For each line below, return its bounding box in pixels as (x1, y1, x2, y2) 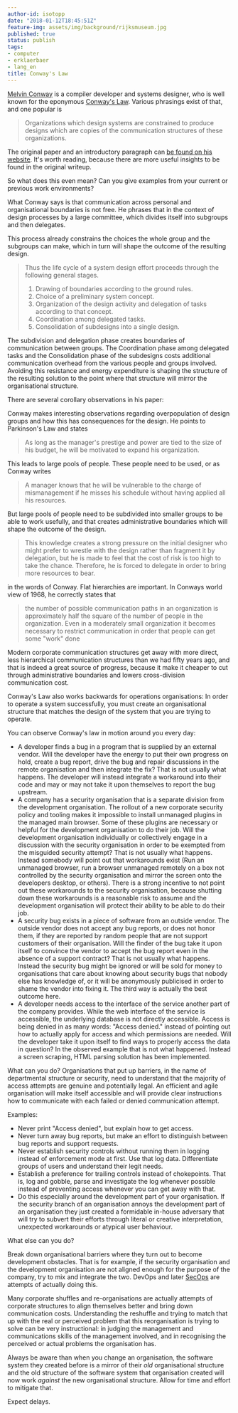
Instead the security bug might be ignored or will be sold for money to (17, 962, 222, 970)
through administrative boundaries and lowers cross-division (7, 671, 185, 679)
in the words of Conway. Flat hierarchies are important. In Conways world (7, 582, 222, 591)
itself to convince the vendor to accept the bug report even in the (17, 946, 209, 955)
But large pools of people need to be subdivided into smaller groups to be (7, 510, 223, 518)
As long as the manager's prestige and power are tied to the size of (24, 438, 222, 446)
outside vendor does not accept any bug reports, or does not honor (17, 923, 215, 933)
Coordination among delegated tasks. (35, 315, 146, 323)
